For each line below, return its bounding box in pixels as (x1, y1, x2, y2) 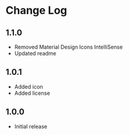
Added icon (14, 83, 43, 90)
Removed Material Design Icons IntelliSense (14, 43, 123, 50)
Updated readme (14, 50, 56, 57)
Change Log (5, 4, 67, 17)
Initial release (14, 122, 47, 130)
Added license (14, 89, 50, 97)
